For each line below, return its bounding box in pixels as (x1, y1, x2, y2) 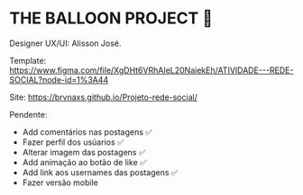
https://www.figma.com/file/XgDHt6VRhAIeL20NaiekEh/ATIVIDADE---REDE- (9, 65, 294, 75)
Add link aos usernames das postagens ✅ (22, 166, 179, 178)
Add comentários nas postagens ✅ (22, 126, 153, 137)
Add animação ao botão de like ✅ (22, 156, 147, 167)
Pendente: (9, 109, 48, 120)
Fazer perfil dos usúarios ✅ (22, 137, 124, 147)
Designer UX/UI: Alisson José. (9, 38, 122, 49)
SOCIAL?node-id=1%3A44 (9, 74, 109, 84)
